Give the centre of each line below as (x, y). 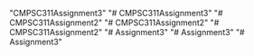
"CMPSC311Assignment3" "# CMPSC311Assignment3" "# (116, 13)
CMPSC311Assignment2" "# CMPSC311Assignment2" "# (114, 23)
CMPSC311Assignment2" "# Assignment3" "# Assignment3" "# (127, 32)
